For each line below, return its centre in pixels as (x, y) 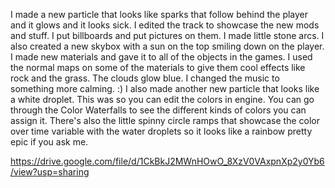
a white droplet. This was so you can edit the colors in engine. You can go (162, 99)
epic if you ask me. (49, 142)
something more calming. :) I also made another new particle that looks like (165, 88)
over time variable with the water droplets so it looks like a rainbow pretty (161, 131)
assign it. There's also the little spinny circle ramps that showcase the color (165, 120)
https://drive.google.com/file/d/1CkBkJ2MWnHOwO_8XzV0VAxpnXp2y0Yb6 (167, 161)
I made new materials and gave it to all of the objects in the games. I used (161, 57)
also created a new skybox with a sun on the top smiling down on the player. (167, 46)
